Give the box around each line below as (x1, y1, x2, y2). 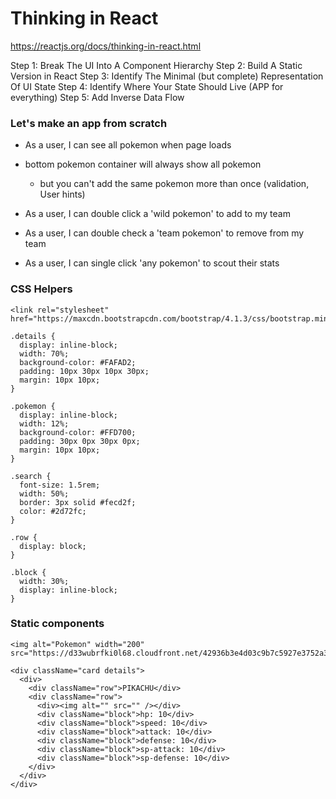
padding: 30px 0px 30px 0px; (19, 436, 141, 446)
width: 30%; (19, 576, 70, 586)
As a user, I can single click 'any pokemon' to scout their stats (24, 257, 280, 269)
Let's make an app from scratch (10, 116, 168, 130)
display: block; (19, 541, 87, 551)
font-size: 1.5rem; (19, 480, 101, 490)
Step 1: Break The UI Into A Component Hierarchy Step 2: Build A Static (10, 59, 303, 71)
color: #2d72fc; (19, 506, 87, 516)
